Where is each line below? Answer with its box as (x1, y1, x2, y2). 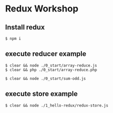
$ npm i (5, 36, 21, 41)
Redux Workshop (5, 3, 78, 14)
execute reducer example (5, 49, 86, 58)
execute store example (5, 89, 78, 98)
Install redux (5, 23, 45, 31)
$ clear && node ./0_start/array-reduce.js (5, 63, 97, 68)
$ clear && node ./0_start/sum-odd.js (5, 76, 86, 81)
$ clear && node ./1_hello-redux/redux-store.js (5, 103, 108, 108)
